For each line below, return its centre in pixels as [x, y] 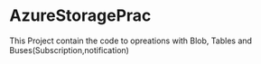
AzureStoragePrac [80, 16]
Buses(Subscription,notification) [69, 50]
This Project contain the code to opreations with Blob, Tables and [131, 41]
